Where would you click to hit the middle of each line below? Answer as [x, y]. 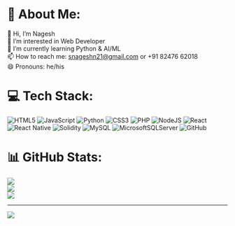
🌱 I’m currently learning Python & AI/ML [64, 48]
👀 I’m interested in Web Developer [56, 41]
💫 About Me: [44, 14]
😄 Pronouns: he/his [36, 66]
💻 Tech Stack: [50, 96]
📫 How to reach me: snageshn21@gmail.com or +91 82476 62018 [102, 56]
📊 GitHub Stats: [55, 157]
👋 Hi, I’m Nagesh [31, 34]
